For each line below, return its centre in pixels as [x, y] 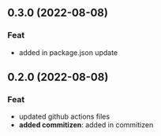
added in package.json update [68, 52]
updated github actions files [64, 116]
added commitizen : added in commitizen [86, 125]
